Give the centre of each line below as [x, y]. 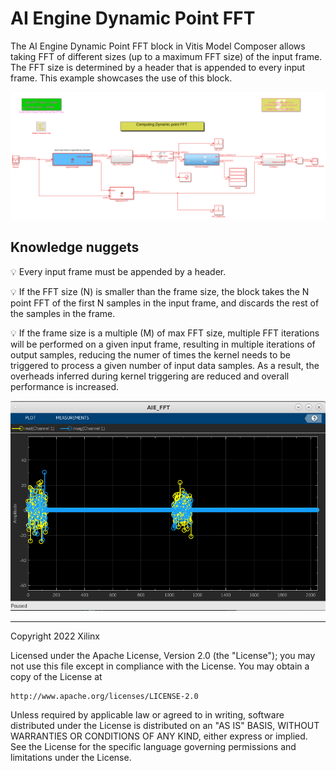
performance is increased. [65, 386]
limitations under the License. [71, 758]
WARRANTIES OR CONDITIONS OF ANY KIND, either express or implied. [159, 736]
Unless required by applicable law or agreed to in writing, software [147, 715]
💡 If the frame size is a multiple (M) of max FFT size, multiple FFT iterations [165, 333]
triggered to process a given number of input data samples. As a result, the [165, 365]
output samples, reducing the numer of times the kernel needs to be [150, 354]
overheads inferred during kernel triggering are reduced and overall [150, 376]
